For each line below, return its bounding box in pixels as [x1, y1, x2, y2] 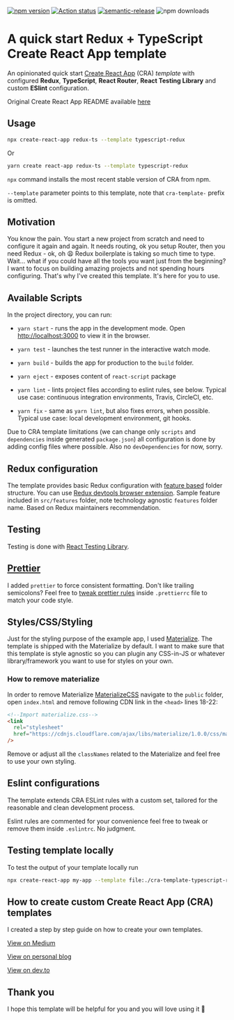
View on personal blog [7, 952, 72, 961]
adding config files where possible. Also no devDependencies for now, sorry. [7, 442, 223, 451]
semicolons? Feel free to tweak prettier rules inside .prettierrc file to [7, 588, 208, 597]
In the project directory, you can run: [7, 311, 112, 319]
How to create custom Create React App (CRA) [7, 896, 214, 908]
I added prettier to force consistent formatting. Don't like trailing [7, 581, 194, 590]
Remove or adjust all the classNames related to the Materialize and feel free [7, 750, 221, 758]
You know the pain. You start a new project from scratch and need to [7, 235, 205, 243]
